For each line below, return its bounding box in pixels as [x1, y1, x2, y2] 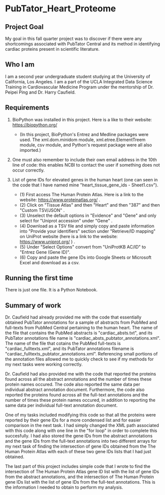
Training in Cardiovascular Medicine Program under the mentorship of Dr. [5, 84, 154, 90]
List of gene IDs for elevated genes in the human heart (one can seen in [12, 177, 158, 182]
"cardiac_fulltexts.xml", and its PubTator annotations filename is [5, 346, 134, 352]
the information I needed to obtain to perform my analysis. [5, 484, 123, 491]
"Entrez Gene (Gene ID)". [19, 249, 70, 255]
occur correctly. [12, 167, 45, 173]
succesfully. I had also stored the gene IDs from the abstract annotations [5, 433, 153, 439]
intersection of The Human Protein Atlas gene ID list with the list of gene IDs [5, 469, 159, 475]
